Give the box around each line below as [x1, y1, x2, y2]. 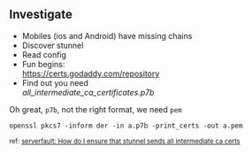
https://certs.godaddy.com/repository [21, 68, 160, 79]
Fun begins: [21, 58, 65, 69]
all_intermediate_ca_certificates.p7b [21, 87, 155, 97]
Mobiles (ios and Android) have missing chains [21, 30, 193, 41]
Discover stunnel [21, 40, 84, 50]
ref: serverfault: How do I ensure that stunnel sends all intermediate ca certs [9, 136, 241, 145]
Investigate [9, 7, 73, 22]
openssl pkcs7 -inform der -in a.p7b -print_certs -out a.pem [9, 121, 243, 130]
